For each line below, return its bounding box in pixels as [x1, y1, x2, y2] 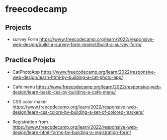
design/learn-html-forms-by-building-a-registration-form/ [12, 129, 132, 135]
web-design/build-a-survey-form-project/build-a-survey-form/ [12, 42, 142, 47]
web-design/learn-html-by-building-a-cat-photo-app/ [12, 74, 123, 80]
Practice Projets [5, 56, 56, 64]
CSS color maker [12, 98, 47, 104]
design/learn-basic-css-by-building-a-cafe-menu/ [12, 89, 116, 95]
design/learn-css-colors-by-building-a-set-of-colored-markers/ [12, 109, 144, 115]
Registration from [12, 119, 48, 125]
